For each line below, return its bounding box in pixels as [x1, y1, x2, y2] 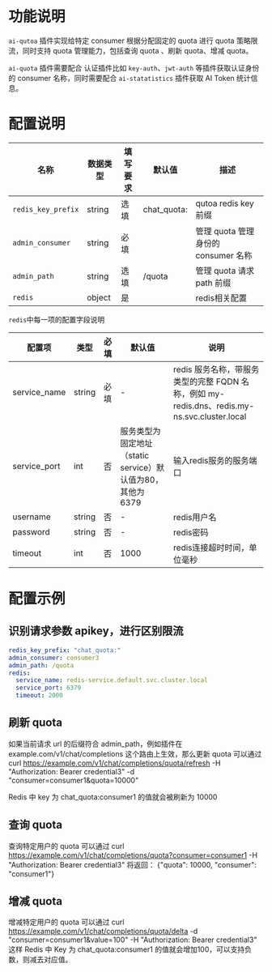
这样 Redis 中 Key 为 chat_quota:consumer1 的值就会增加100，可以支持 [8, 944, 245, 954]
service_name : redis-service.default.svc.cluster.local [15, 676, 208, 684]
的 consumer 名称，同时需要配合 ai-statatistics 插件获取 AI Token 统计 [8, 73, 251, 83]
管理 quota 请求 [195, 265, 255, 276]
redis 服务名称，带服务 [172, 364, 260, 375]
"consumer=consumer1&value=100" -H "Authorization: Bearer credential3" [8, 935, 257, 944]
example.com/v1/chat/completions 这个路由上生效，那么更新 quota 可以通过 [8, 748, 262, 758]
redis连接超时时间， [172, 542, 249, 553]
